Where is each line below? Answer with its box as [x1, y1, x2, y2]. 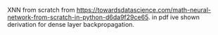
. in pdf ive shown [148, 13, 200, 21]
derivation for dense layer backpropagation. [7, 21, 135, 28]
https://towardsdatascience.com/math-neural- [76, 6, 211, 14]
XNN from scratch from [7, 6, 75, 14]
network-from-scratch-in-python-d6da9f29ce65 [7, 13, 149, 21]
